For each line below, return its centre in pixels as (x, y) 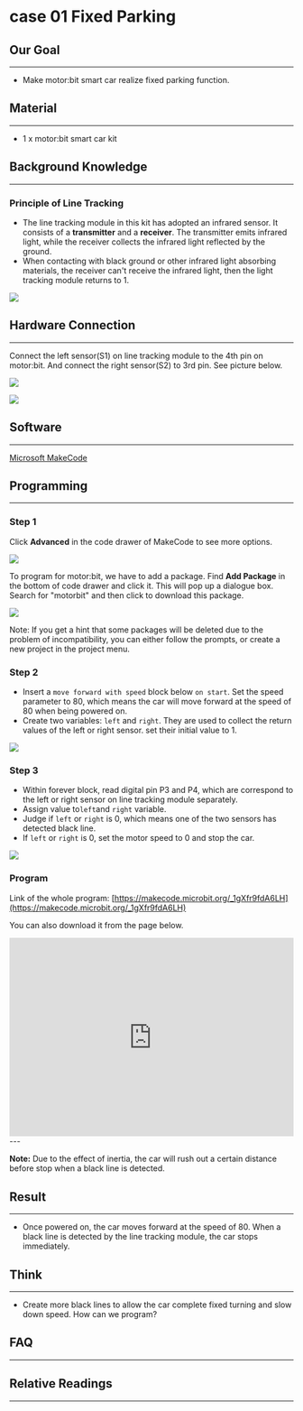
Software (36, 427)
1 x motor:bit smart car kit (69, 138)
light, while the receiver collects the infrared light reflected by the (144, 242)
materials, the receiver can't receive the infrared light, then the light (147, 270)
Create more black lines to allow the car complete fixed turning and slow (157, 1305)
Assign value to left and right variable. (94, 809)
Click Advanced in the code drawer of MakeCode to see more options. (141, 541)
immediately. (46, 1246)
